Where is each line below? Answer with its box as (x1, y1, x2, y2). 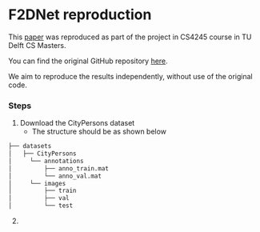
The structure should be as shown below (31, 126, 166, 137)
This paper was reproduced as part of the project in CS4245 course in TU (8, 32, 252, 42)
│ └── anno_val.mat (8, 172, 102, 180)
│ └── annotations (8, 157, 84, 165)
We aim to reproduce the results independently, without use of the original (8, 71, 254, 81)
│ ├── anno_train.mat (8, 164, 110, 173)
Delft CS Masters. (8, 40, 66, 50)
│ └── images (8, 179, 66, 187)
